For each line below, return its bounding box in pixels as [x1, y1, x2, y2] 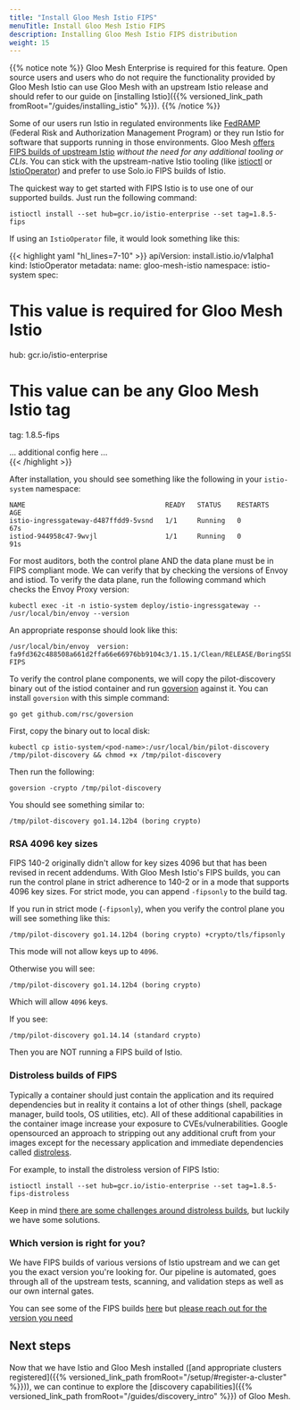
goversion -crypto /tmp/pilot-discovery [9, 784, 162, 793]
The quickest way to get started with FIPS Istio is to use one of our [9, 183, 254, 193]
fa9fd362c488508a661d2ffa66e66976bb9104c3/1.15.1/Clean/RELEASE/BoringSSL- [9, 650, 297, 659]
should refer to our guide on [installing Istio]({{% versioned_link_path [9, 91, 263, 102]
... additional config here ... [9, 447, 108, 457]
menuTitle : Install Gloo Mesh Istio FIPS [9, 21, 166, 30]
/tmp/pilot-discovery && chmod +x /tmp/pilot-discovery [9, 751, 221, 760]
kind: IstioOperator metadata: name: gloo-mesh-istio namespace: [9, 261, 250, 271]
